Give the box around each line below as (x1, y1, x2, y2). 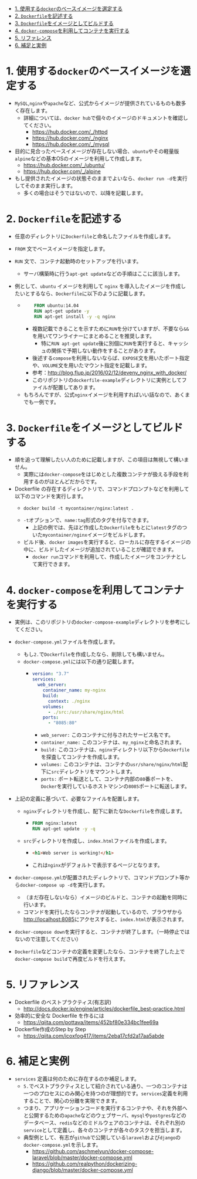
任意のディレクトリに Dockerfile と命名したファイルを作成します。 (14, 232, 174, 239)
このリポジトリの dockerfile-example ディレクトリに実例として (32, 376, 182, 383)
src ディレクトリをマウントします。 (51, 768, 136, 775)
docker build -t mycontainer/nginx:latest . (23, 506, 134, 511)
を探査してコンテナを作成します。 (40, 753, 123, 761)
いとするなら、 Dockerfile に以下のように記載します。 (19, 290, 148, 297)
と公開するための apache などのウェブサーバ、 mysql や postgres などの (23, 1112, 186, 1119)
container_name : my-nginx (43, 687, 106, 693)
